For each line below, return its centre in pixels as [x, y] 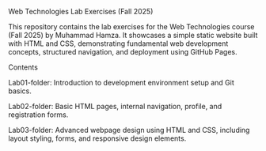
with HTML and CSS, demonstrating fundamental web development [118, 43]
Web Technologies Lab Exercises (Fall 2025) [81, 11]
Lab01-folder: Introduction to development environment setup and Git [122, 83]
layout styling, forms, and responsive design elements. [97, 138]
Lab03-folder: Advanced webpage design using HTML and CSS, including [129, 130]
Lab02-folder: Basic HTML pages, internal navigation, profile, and [115, 106]
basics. [20, 91]
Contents [23, 67]
